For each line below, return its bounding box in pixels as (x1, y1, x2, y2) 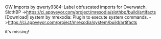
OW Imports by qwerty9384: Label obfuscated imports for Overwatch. (5, 4, 147, 10)
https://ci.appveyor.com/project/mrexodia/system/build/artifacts (8, 19, 138, 25)
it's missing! (5, 29, 29, 34)
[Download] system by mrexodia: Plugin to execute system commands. (5, 14, 148, 20)
